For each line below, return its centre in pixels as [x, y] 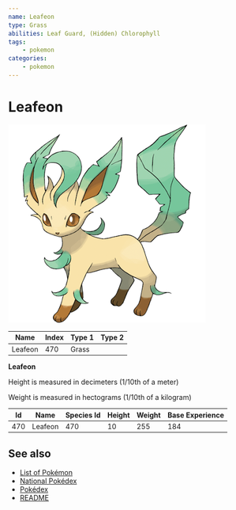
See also [30, 453]
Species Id [83, 415]
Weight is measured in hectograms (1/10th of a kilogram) [100, 398]
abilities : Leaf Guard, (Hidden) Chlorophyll [84, 33]
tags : [17, 42]
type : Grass [28, 25]
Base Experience [196, 415]
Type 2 [112, 337]
